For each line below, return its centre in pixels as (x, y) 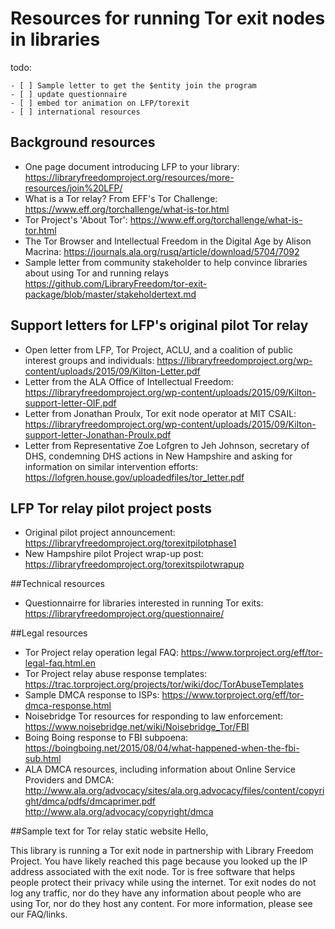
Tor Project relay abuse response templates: (116, 674)
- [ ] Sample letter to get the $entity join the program (133, 85)
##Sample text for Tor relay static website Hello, (109, 831)
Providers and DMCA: (69, 780)
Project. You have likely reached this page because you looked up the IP (159, 861)
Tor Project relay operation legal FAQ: (101, 653)
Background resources (83, 142)
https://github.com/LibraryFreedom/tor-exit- (116, 283)
